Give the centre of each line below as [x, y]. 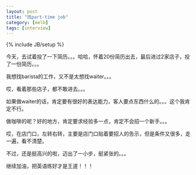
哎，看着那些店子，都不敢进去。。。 [47, 89]
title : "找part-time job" [37, 17]
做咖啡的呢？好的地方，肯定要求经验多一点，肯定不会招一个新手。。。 [88, 122]
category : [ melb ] [27, 22]
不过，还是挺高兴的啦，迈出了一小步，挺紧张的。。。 [68, 154]
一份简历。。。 [26, 64]
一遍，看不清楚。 [27, 141]
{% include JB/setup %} [35, 45]
